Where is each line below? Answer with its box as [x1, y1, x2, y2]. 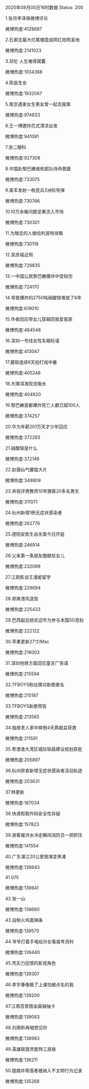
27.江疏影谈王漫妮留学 [5, 574, 51, 580]
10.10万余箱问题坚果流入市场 [5, 209, 64, 214]
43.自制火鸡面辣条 [5, 917, 43, 923]
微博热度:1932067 [5, 91, 43, 96]
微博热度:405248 [5, 370, 41, 376]
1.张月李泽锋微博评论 [5, 15, 48, 21]
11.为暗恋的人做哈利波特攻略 [5, 230, 63, 236]
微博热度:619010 [5, 306, 39, 311]
